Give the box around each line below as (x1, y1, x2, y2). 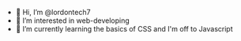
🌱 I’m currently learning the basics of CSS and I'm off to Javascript (15, 24, 233, 33)
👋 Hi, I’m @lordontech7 (15, 8, 91, 17)
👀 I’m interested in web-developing (15, 16, 130, 25)
